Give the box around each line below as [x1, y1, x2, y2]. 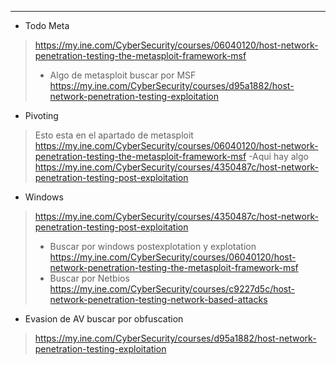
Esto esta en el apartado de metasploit [34, 129, 194, 141]
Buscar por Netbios [49, 272, 130, 284]
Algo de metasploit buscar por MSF [49, 69, 197, 81]
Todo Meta [24, 20, 70, 31]
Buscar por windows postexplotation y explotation [49, 241, 257, 252]
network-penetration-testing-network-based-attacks [49, 294, 268, 305]
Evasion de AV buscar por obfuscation [24, 313, 184, 325]
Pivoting [24, 110, 59, 121]
